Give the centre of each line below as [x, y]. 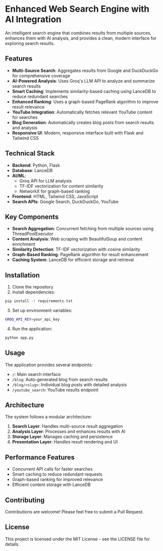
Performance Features [40, 457]
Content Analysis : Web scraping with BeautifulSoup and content [77, 239]
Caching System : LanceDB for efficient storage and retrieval [73, 260]
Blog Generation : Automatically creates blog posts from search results [83, 122]
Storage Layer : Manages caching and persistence [62, 437]
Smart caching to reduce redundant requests [57, 474]
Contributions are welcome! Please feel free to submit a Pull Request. [74, 512]
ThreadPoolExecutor [33, 234]
